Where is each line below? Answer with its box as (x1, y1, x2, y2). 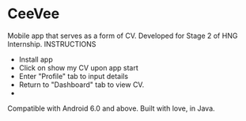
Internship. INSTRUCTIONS (7, 39, 97, 48)
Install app (18, 55, 53, 64)
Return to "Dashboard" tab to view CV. (18, 80, 145, 89)
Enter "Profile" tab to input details (18, 71, 128, 81)
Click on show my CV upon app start (18, 62, 139, 72)
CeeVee (7, 5, 60, 23)
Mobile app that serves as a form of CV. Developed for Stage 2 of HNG (7, 31, 238, 40)
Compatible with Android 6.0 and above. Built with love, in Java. (7, 104, 215, 113)
